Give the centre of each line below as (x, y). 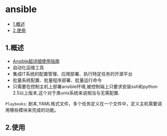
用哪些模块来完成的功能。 (32, 110)
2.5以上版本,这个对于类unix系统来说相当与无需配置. (66, 93)
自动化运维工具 (28, 67)
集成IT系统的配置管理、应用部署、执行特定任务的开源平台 (73, 74)
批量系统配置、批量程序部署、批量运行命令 (57, 80)
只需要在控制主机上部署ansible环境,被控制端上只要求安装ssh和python (85, 86)
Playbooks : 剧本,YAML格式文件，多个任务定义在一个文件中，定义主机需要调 (84, 104)
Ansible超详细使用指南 (36, 61)
